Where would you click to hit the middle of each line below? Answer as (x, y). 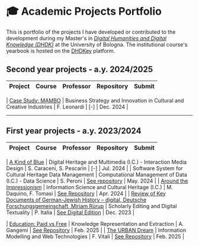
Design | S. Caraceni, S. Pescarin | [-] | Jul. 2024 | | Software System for (94, 168)
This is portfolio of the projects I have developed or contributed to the (91, 32)
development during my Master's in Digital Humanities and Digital (86, 38)
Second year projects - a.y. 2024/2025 (79, 70)
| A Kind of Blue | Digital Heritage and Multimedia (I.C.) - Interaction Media (97, 162)
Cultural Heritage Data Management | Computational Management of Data (97, 174)
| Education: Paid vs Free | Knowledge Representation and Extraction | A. (95, 223)
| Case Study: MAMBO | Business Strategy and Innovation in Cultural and (95, 100)
